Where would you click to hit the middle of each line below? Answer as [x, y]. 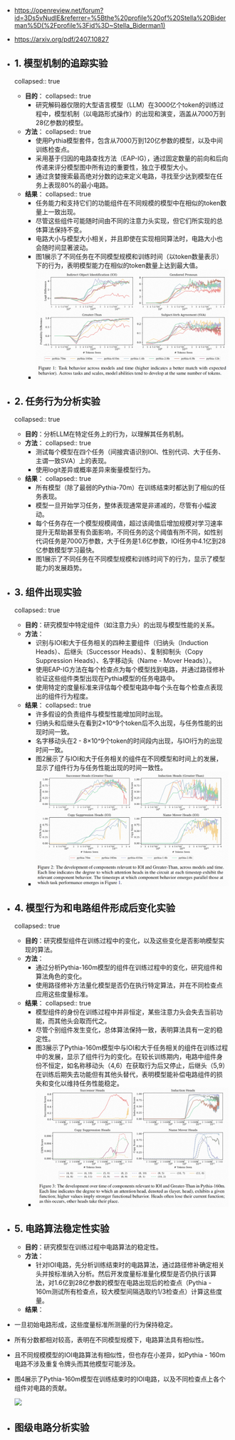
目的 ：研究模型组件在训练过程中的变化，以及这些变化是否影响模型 [121, 940]
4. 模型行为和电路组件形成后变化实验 [95, 908]
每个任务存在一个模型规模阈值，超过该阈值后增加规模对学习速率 [129, 523]
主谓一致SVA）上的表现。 [73, 460]
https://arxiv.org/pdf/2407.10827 [61, 39]
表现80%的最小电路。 [80, 185]
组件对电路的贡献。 [42, 1388]
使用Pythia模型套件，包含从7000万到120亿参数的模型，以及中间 [129, 140]
